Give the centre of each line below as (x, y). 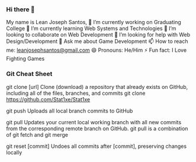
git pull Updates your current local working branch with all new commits (94, 122)
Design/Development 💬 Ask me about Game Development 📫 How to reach (97, 41)
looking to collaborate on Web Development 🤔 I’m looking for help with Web (98, 35)
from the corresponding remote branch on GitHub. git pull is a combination (97, 128)
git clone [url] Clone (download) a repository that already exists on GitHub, (97, 87)
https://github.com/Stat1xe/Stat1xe (48, 99)
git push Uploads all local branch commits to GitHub (70, 111)
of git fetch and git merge (37, 134)
